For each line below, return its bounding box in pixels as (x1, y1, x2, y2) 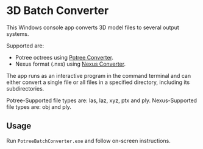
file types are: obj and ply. (6, 103, 72, 110)
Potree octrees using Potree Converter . (15, 54, 114, 61)
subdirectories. (6, 85, 45, 92)
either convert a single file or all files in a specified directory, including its (6, 78, 190, 86)
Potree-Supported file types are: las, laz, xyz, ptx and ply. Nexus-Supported (6, 97, 197, 104)
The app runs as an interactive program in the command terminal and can (6, 72, 191, 79)
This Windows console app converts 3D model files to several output (6, 24, 180, 31)
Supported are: (6, 42, 45, 49)
